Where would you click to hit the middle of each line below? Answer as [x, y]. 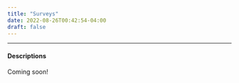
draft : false [27, 27]
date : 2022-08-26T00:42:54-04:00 [57, 20]
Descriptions [27, 56]
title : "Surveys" [33, 14]
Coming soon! [28, 72]
